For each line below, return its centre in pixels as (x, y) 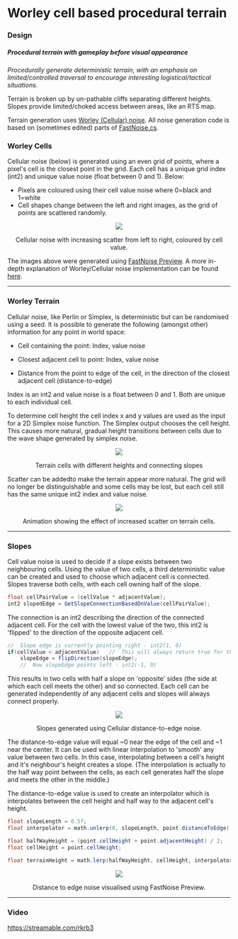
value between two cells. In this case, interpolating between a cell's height (116, 757)
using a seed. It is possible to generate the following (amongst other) (108, 324)
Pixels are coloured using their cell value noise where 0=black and (114, 190)
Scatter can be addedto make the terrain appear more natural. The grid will (117, 479)
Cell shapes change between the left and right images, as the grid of (118, 205)
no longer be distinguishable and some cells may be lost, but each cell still (116, 487)
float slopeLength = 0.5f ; (47, 822)
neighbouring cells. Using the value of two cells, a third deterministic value (116, 569)
